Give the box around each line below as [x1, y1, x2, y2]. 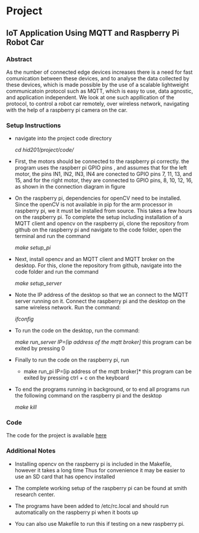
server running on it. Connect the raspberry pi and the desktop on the [14, 297, 186, 305]
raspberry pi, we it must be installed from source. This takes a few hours [14, 207, 192, 215]
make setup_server [14, 280, 62, 287]
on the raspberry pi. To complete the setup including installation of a [14, 214, 182, 221]
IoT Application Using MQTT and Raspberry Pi [6, 28, 179, 38]
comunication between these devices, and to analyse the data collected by [6, 74, 189, 81]
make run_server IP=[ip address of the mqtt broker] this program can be [14, 338, 192, 346]
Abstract [6, 55, 33, 63]
